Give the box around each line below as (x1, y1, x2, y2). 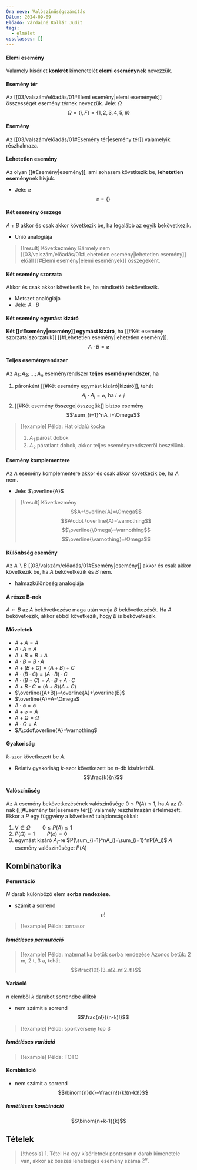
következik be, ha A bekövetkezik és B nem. (6, 569, 113, 576)
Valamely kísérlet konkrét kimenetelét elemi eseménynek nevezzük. (6, 67, 172, 74)
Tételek (6, 1134, 34, 1144)
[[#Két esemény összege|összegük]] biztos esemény (14, 402, 144, 409)
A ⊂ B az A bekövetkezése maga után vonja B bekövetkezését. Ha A (6, 606, 172, 613)
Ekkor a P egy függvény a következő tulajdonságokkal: (6, 813, 139, 820)
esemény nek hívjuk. (6, 175, 56, 182)
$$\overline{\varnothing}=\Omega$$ (61, 536, 151, 543)
